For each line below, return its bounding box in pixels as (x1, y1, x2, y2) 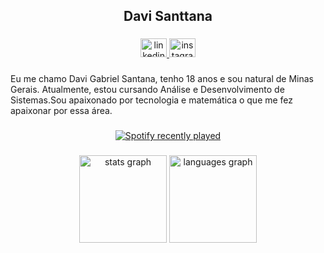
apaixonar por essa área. (10, 105, 113, 117)
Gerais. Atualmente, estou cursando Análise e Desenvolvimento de (10, 84, 285, 96)
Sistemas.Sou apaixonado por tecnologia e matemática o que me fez (10, 94, 294, 106)
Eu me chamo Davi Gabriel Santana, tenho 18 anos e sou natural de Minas (10, 73, 314, 85)
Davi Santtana (123, 8, 213, 25)
